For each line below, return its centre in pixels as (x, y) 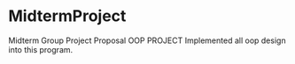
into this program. (41, 49)
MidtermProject (67, 16)
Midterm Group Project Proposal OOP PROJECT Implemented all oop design (147, 40)
